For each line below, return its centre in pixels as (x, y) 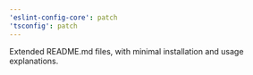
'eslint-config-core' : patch (63, 17)
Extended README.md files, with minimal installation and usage (126, 51)
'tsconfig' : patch (43, 26)
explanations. (34, 61)
